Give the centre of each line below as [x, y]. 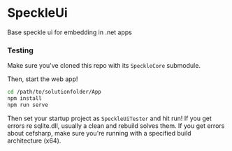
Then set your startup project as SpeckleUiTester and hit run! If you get [109, 118]
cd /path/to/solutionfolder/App [54, 92]
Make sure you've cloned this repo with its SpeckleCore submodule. [104, 66]
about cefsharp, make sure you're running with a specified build [99, 133]
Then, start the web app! [43, 79]
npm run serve [28, 105]
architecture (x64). [34, 141]
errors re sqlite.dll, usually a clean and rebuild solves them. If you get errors [116, 125]
